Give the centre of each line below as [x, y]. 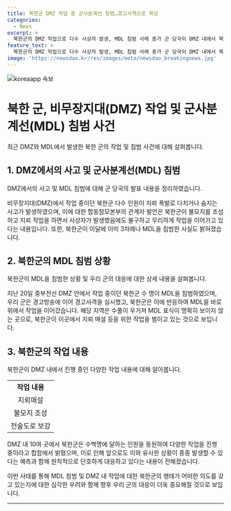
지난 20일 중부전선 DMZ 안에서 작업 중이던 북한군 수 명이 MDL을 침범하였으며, [112, 294]
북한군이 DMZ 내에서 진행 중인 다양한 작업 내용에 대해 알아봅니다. [95, 369]
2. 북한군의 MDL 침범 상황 [59, 261]
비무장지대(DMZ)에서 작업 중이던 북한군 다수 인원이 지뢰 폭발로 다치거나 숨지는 [112, 203]
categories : [24, 20]
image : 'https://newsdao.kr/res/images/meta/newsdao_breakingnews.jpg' [112, 58]
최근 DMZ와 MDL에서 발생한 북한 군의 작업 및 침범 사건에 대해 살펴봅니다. [106, 146]
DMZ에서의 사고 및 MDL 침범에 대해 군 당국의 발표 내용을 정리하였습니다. [105, 188]
